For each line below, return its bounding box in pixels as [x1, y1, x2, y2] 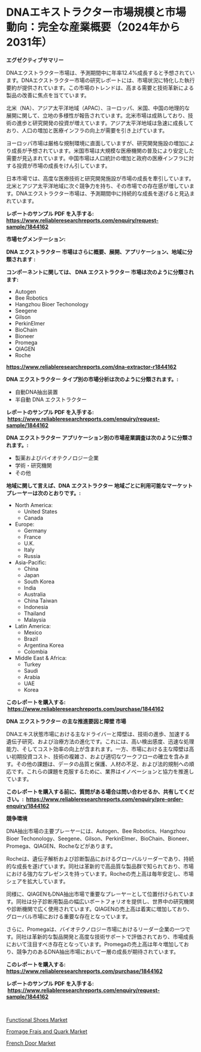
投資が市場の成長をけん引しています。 [16, 162, 111, 169]
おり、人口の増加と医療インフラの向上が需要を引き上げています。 [6, 126, 168, 134]
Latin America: [14, 622, 51, 629]
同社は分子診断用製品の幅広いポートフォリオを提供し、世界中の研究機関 [16, 897, 194, 905]
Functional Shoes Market [6, 1016, 68, 1023]
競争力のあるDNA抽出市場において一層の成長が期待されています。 [16, 948, 179, 955]
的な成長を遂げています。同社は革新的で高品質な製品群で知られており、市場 [6, 863, 194, 870]
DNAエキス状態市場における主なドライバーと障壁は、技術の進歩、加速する [6, 730, 190, 737]
